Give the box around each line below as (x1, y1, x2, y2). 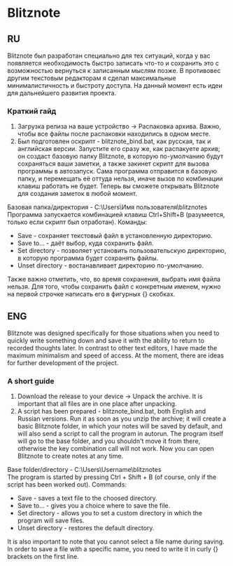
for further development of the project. (7, 359, 119, 367)
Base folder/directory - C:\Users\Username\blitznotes (7, 466, 162, 474)
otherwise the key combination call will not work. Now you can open (17, 445, 215, 453)
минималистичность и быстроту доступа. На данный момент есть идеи (7, 81, 223, 89)
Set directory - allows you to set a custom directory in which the (17, 509, 203, 518)
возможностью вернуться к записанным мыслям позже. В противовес (7, 67, 221, 74)
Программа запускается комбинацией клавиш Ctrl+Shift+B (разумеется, (7, 211, 225, 219)
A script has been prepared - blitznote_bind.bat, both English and (17, 407, 206, 416)
